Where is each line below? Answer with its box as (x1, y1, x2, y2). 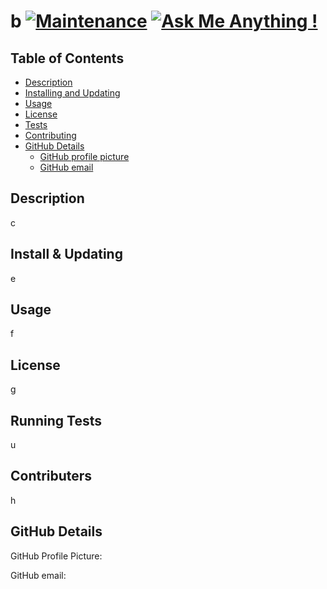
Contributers (10, 468, 93, 485)
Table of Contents (10, 50, 125, 67)
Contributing (24, 130, 77, 141)
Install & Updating (10, 246, 123, 263)
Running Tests (10, 412, 102, 429)
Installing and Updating (24, 87, 121, 99)
